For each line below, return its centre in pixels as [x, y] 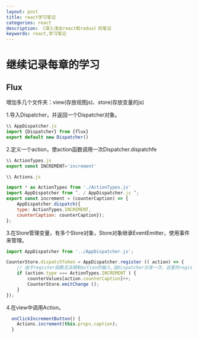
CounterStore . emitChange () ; [63, 284]
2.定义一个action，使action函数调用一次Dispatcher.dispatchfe [82, 149]
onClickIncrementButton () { [46, 318]
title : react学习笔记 [31, 17]
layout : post [22, 12]
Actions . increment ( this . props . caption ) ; [67, 324]
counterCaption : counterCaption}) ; [61, 215]
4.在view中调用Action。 [35, 307]
